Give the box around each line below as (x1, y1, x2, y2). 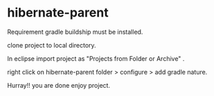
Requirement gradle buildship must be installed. (7, 28, 143, 36)
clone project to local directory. (7, 41, 96, 49)
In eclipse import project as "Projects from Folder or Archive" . (7, 54, 185, 63)
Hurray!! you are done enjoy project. (7, 81, 111, 89)
